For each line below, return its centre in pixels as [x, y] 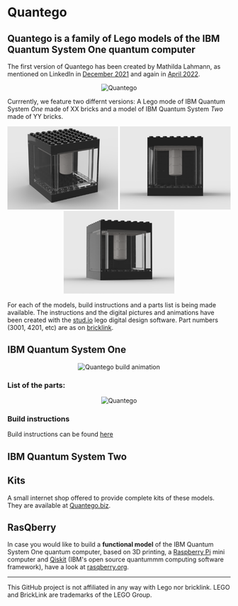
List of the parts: [36, 385]
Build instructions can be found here [60, 434]
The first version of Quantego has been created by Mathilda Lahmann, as [114, 67]
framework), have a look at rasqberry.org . [68, 567]
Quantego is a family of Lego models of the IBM [114, 39]
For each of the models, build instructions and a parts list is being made [112, 305]
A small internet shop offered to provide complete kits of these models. [111, 498]
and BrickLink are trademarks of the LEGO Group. [80, 595]
